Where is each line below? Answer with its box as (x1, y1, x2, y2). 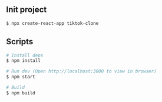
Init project (6, 5, 47, 15)
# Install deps (6, 52, 44, 58)
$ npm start (6, 74, 35, 80)
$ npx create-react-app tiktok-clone (6, 20, 99, 26)
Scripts (6, 37, 34, 47)
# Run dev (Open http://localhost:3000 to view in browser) (6, 68, 157, 74)
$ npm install (6, 58, 41, 64)
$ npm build (6, 90, 35, 96)
